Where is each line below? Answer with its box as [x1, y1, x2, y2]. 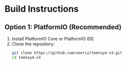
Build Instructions [4, 3, 79, 15]
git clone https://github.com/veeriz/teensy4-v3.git [11, 50, 123, 55]
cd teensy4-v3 [11, 55, 41, 60]
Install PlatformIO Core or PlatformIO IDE [11, 36, 94, 42]
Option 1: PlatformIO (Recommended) [4, 23, 122, 31]
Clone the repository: [11, 41, 55, 47]
